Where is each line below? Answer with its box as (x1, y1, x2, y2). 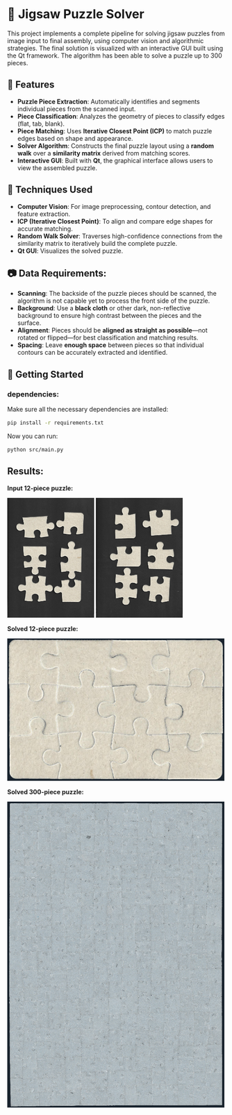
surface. (17, 319, 42, 327)
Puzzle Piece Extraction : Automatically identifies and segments (17, 97, 200, 106)
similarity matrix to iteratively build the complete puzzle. (17, 239, 178, 247)
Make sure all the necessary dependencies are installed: (7, 405, 169, 414)
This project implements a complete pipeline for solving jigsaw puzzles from (7, 29, 226, 37)
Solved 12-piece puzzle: (7, 625, 78, 632)
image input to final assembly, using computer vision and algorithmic (7, 36, 204, 44)
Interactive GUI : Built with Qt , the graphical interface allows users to (17, 156, 213, 165)
